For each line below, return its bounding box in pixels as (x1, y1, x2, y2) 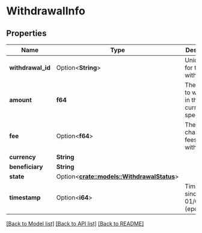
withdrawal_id (9, 64, 51, 71)
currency (9, 153, 36, 161)
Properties (6, 28, 47, 38)
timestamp (9, 193, 41, 202)
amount (9, 96, 32, 104)
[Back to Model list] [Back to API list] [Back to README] (6, 220, 144, 227)
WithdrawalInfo (6, 4, 85, 18)
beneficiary (9, 163, 43, 171)
